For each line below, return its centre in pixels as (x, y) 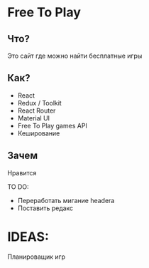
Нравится (22, 172)
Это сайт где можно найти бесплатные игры (75, 56)
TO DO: (18, 187)
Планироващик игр (37, 257)
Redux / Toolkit (39, 103)
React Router (37, 110)
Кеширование (39, 133)
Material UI (34, 118)
